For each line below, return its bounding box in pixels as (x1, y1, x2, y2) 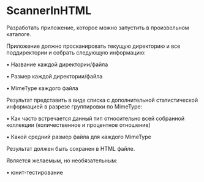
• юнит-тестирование (6, 169, 63, 176)
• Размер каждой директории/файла (6, 72, 103, 80)
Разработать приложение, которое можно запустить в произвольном (6, 24, 189, 31)
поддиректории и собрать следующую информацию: (6, 48, 146, 56)
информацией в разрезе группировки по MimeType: (6, 102, 143, 110)
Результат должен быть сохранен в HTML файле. (6, 145, 135, 152)
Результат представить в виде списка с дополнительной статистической (6, 96, 198, 104)
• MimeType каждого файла (6, 84, 78, 92)
